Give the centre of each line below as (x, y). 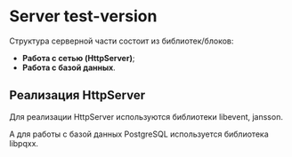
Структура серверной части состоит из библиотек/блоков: (122, 41)
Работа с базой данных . (69, 67)
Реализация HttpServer (77, 95)
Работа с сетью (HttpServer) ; (78, 58)
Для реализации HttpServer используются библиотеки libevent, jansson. (146, 116)
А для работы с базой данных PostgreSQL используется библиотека (139, 134)
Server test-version (83, 16)
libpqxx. (24, 143)
